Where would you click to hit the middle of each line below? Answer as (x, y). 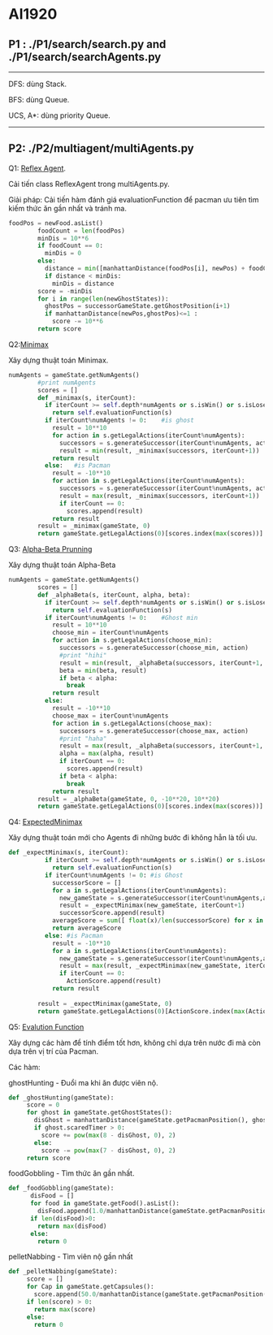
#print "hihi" (83, 655)
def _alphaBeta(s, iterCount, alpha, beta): (114, 595)
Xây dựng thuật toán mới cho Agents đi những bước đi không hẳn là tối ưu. (133, 838)
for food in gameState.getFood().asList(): (105, 1203)
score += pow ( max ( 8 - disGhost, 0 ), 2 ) (108, 1135)
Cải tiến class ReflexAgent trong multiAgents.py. (89, 184)
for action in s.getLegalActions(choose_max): (132, 723)
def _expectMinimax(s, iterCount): (69, 853)
